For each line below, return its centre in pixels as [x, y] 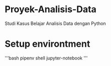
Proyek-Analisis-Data [51, 9]
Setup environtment [47, 44]
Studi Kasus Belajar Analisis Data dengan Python [55, 23]
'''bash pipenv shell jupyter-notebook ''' [46, 58]
